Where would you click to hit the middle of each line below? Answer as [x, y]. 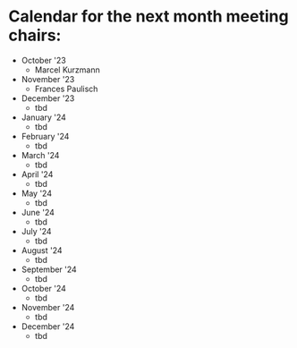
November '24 [48, 307]
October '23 [43, 60]
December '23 [48, 98]
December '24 [48, 326]
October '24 [43, 288]
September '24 [49, 269]
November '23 [48, 79]
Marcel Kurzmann [67, 70]
